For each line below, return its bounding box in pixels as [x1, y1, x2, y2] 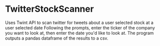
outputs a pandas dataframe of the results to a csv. [5, 35, 108, 41]
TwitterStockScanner [5, 3, 94, 15]
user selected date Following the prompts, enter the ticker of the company [5, 24, 156, 30]
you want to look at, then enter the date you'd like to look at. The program [5, 30, 154, 36]
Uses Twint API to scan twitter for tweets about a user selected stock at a [5, 20, 154, 25]
